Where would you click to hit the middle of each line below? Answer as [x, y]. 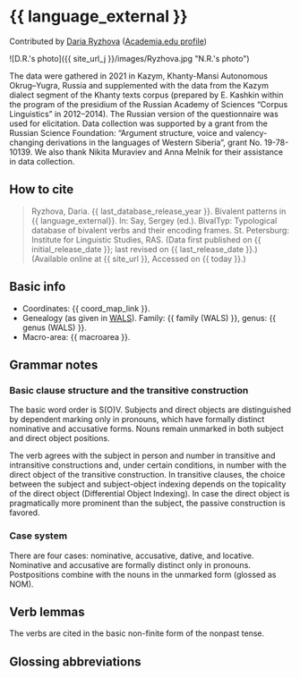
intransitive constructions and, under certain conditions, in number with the [148, 465]
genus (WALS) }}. [55, 327]
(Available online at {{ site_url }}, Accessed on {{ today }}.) [138, 258]
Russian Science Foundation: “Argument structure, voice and [121, 132]
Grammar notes [54, 364]
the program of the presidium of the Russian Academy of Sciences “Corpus [149, 104]
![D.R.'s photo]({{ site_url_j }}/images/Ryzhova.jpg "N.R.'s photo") [129, 58]
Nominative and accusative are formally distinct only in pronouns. [130, 564]
